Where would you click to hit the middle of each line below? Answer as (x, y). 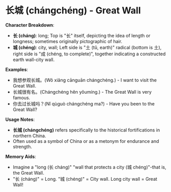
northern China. (29, 136)
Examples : (17, 69)
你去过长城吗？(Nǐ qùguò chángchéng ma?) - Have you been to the (84, 103)
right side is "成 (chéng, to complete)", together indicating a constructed (89, 54)
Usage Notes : (20, 119)
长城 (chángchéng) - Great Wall (73, 10)
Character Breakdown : (30, 25)
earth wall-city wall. (34, 59)
